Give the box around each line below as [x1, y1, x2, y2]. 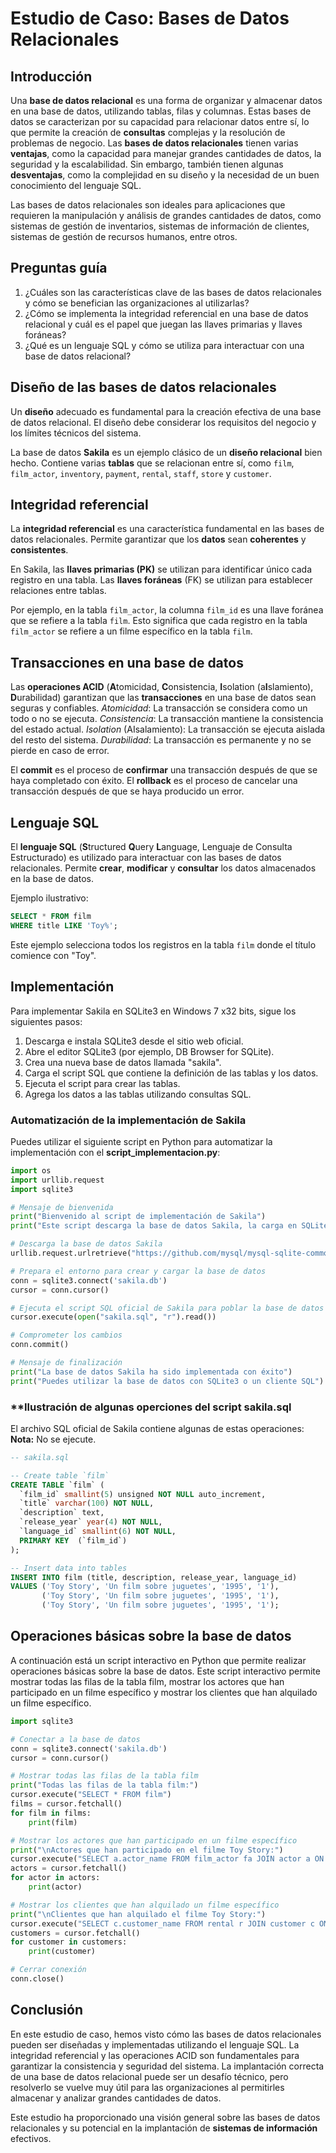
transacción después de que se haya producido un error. [10, 785, 245, 797]
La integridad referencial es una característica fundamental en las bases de [10, 523, 325, 535]
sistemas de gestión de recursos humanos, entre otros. [10, 231, 238, 242]
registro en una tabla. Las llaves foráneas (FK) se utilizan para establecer [10, 574, 313, 586]
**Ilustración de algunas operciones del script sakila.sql [10, 1400, 292, 1414]
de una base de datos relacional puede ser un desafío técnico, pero [10, 2070, 289, 2082]
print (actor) [28, 1882, 83, 1892]
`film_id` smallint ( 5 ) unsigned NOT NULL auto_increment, [19, 1489, 267, 1499]
